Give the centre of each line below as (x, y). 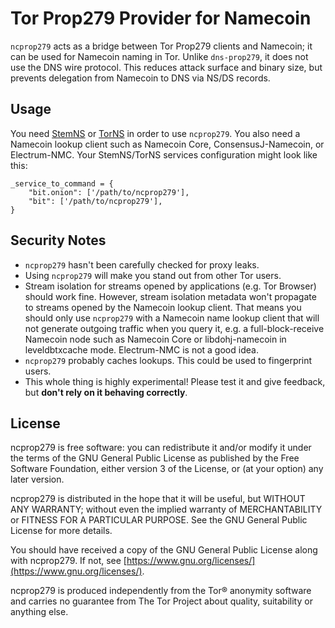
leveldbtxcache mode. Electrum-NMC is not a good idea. (141, 349)
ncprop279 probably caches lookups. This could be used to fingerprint (168, 360)
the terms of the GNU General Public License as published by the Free (155, 458)
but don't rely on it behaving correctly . (106, 392)
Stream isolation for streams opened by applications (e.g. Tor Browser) (170, 286)
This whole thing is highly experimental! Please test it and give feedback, (175, 381)
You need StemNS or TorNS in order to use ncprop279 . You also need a (155, 133)
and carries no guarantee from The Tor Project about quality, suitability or (161, 601)
